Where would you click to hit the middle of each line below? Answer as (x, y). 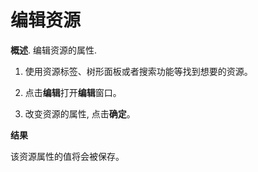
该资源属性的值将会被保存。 (67, 156)
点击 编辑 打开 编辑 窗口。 (73, 92)
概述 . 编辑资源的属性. (54, 50)
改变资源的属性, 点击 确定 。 (80, 113)
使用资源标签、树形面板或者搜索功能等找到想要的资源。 (138, 71)
